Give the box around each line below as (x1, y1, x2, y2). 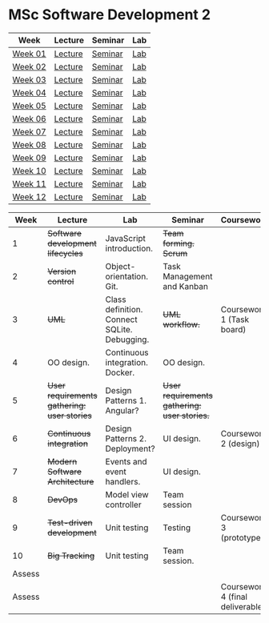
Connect (105, 314, 138, 325)
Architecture (47, 476, 94, 487)
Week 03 (12, 74, 46, 85)
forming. (163, 238, 195, 249)
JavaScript (105, 232, 147, 243)
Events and (105, 456, 147, 467)
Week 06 (12, 113, 46, 124)
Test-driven (47, 516, 93, 528)
